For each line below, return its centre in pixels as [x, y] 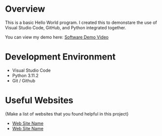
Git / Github [24, 80]
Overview [25, 9]
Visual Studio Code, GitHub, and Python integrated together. [66, 27]
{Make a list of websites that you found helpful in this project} [67, 114]
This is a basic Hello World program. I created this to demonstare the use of [81, 22]
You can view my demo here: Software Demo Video [57, 37]
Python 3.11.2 [25, 75]
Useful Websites [39, 100]
